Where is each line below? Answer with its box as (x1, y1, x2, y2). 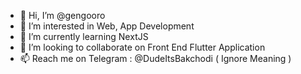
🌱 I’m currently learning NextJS (19, 31, 149, 42)
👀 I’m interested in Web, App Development (19, 20, 195, 32)
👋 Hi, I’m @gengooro (19, 10, 106, 21)
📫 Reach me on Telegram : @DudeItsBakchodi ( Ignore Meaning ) (19, 53, 292, 64)
